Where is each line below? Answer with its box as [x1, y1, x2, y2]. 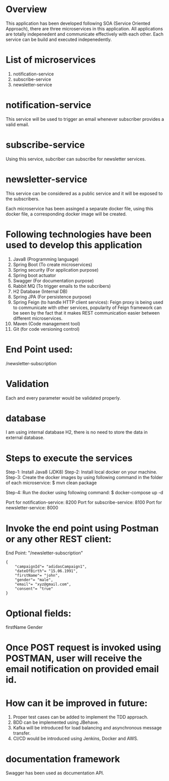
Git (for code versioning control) [13, 326, 80, 332]
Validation [6, 378, 49, 389]
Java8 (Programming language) [13, 256, 79, 262]
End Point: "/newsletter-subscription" [6, 550, 83, 556]
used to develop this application [6, 239, 142, 251]
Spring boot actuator [13, 272, 56, 278]
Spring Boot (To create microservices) [13, 262, 93, 268]
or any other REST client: [6, 533, 112, 545]
